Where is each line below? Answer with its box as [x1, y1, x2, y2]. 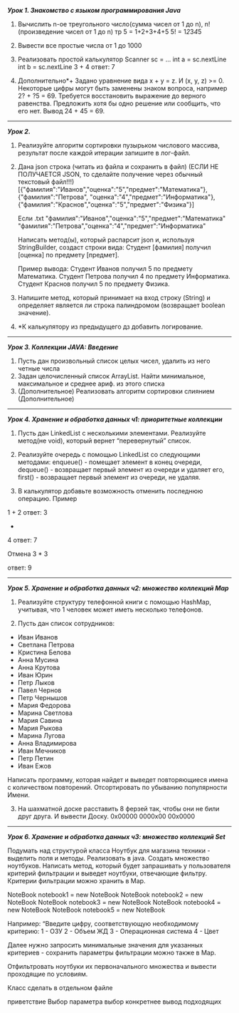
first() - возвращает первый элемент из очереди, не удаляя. [17, 473, 201, 481]
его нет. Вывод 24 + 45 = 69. [17, 107, 105, 115]
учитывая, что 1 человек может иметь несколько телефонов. [17, 605, 204, 614]
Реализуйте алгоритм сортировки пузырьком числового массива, [17, 141, 221, 149]
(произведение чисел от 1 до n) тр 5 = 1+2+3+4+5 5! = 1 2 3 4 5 [17, 28, 202, 36]
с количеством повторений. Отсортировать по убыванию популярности [7, 783, 228, 791]
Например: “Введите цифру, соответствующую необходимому [7, 920, 199, 927]
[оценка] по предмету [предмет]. [17, 251, 119, 259]
